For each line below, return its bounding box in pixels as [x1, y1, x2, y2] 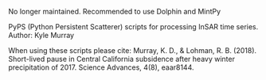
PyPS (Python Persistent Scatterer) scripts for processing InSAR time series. [8, 22, 259, 31]
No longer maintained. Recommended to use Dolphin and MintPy [8, 7, 221, 16]
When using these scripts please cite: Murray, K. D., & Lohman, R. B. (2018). [8, 46, 257, 55]
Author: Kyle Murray [8, 31, 74, 40]
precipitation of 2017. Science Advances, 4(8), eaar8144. [8, 63, 194, 72]
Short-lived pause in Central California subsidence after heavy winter [8, 55, 235, 63]
